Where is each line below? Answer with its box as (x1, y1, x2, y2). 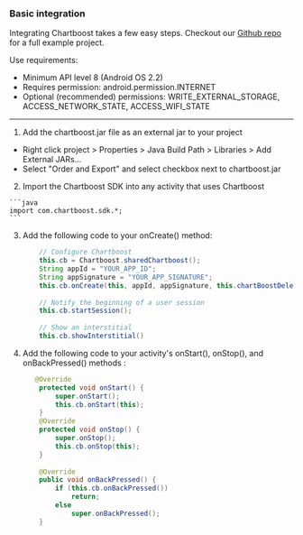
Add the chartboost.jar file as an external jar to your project (22, 127, 243, 138)
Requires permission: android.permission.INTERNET (22, 82, 216, 93)
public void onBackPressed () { (39, 475, 157, 484)
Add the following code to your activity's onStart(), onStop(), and (22, 347, 264, 358)
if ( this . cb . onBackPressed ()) (55, 484, 169, 493)
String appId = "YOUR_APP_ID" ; (39, 264, 157, 273)
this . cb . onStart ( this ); (55, 400, 144, 409)
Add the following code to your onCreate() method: (22, 230, 213, 241)
